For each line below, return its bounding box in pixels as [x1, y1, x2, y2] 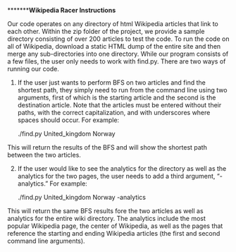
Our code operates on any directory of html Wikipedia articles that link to [7, 20, 218, 28]
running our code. [7, 65, 60, 73]
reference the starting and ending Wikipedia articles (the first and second [7, 229, 221, 237]
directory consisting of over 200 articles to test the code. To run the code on [7, 35, 230, 43]
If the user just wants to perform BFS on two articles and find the [17, 78, 206, 87]
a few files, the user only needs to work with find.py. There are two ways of [7, 57, 226, 66]
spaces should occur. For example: [17, 116, 120, 124]
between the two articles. [7, 151, 81, 159]
